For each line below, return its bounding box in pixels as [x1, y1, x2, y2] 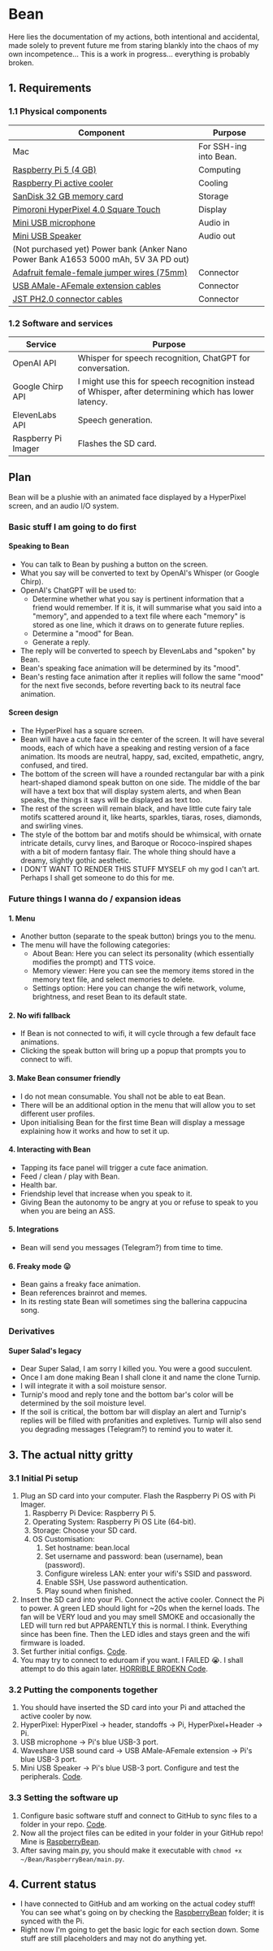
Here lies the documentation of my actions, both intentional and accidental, [8, 32, 260, 42]
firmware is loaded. [19, 1638, 85, 1648]
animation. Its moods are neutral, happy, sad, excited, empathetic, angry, [19, 752, 264, 762]
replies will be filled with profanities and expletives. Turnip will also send [19, 1415, 262, 1425]
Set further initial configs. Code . [19, 1647, 128, 1656]
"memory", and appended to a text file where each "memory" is [32, 611, 246, 621]
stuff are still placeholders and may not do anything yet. [19, 1934, 207, 1944]
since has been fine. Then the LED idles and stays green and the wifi [19, 1629, 250, 1639]
